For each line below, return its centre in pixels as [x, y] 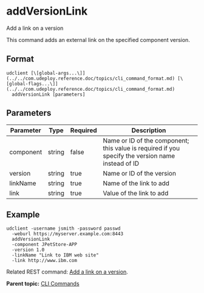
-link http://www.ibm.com [45, 261]
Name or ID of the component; [146, 140]
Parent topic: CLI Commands [43, 284]
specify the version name [139, 155]
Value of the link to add [136, 193]
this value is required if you [141, 148]
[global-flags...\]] [32, 83]
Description [149, 130]
